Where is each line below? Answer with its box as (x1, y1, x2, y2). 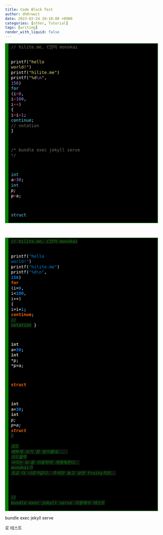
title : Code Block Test (5, 7, 53, 12)
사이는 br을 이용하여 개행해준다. (11, 460, 78, 465)
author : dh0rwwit (5, 12, 40, 17)
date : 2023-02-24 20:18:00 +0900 (5, 16, 73, 21)
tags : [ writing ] (5, 25, 38, 30)
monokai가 (11, 465, 33, 470)
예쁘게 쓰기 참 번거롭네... (11, 449, 65, 454)
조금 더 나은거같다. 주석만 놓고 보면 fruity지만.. (11, 470, 116, 476)
